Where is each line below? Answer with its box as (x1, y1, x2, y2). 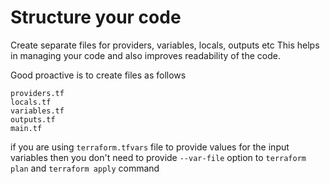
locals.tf (10, 97, 52, 107)
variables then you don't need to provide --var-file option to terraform (10, 151, 307, 163)
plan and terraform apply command (10, 162, 160, 174)
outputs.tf (10, 114, 56, 125)
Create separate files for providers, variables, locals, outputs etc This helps (10, 39, 320, 51)
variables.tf (10, 106, 65, 116)
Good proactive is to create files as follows (10, 69, 187, 81)
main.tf (10, 123, 43, 133)
